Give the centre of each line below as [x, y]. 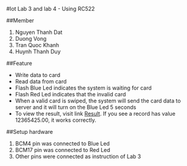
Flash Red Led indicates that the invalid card [70, 94]
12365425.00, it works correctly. [56, 120]
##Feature [19, 63]
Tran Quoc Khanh [37, 45]
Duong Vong [31, 38]
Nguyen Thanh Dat [39, 32]
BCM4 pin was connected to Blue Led [63, 144]
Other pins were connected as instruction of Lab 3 [78, 156]
